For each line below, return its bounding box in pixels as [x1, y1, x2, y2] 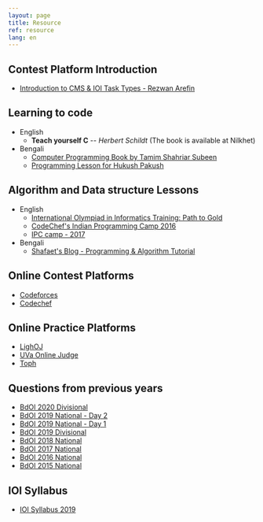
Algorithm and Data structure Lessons [8, 183, 199, 197]
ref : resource [8, 26, 55, 34]
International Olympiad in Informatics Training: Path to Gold [31, 213, 223, 222]
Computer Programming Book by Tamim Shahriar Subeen [31, 152, 217, 161]
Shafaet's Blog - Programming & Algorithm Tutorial [31, 246, 195, 256]
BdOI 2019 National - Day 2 [19, 411, 108, 420]
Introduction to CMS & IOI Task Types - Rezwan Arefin [19, 83, 195, 93]
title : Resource [8, 19, 61, 27]
